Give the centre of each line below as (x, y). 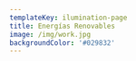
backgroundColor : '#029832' (63, 43)
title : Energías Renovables (63, 26)
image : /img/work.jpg (50, 34)
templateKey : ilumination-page (68, 17)
